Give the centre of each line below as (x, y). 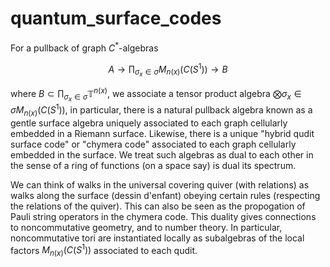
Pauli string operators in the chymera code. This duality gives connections (163, 216)
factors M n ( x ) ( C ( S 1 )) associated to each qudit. (104, 250)
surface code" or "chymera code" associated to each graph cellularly (153, 144)
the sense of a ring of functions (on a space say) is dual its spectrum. (153, 165)
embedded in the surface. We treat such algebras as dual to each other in (162, 154)
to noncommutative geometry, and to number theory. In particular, (146, 227)
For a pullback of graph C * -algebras (84, 47)
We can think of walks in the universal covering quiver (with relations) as (160, 184)
